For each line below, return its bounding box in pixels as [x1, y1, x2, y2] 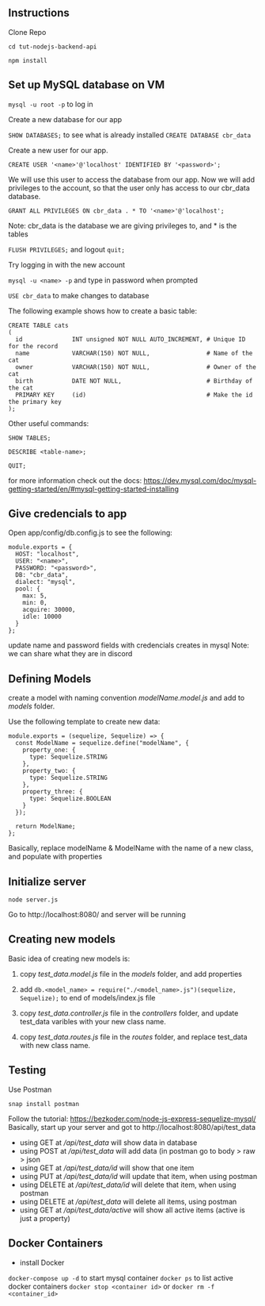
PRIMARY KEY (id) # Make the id [15, 390, 253, 399]
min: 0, [22, 599, 47, 607]
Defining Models [8, 672, 92, 686]
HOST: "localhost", [15, 551, 80, 559]
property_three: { [22, 788, 83, 796]
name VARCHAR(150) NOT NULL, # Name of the [15, 349, 253, 357]
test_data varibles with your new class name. [19, 1016, 166, 1026]
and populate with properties [8, 852, 103, 862]
